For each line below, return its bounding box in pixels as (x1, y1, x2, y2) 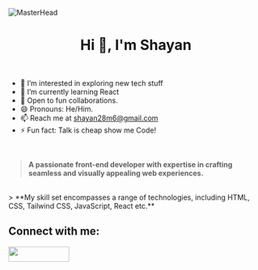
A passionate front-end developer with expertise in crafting (27, 159, 233, 169)
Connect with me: (8, 225, 100, 238)
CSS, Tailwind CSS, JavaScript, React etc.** (8, 200, 155, 210)
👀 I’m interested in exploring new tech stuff (19, 78, 163, 88)
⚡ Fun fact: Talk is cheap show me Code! (19, 125, 156, 135)
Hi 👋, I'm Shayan (80, 36, 192, 54)
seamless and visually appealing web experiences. (27, 168, 204, 178)
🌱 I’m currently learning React (19, 86, 120, 96)
